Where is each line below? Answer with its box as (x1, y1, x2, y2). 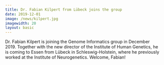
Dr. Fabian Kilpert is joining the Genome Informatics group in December (5, 39, 150, 44)
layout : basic (5, 25, 34, 30)
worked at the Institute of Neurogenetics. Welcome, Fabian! (5, 54, 126, 60)
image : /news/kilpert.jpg (5, 16, 58, 21)
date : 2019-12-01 (5, 12, 41, 17)
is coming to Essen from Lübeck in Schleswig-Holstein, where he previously (5, 49, 160, 55)
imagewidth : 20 (5, 21, 36, 26)
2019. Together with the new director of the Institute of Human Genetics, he (5, 44, 159, 50)
